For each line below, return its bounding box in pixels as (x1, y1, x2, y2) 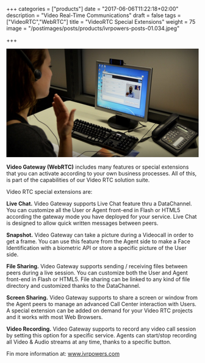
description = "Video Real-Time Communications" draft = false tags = (6, 12, 181, 19)
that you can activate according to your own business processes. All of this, (6, 169, 197, 177)
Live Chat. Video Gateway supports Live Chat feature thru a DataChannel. (6, 200, 192, 207)
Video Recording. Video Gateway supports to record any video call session (6, 325, 196, 332)
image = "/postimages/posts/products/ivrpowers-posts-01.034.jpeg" (6, 24, 180, 32)
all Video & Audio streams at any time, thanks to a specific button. (6, 338, 172, 345)
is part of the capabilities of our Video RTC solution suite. (6, 176, 150, 183)
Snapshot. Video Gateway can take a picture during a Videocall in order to (6, 231, 194, 238)
